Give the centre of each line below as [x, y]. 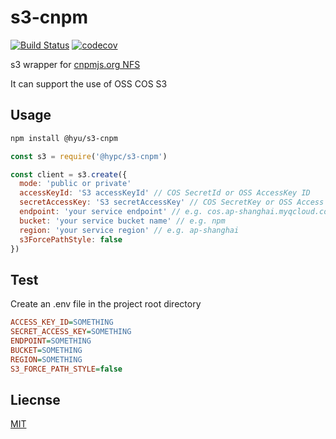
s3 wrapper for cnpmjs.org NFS [75, 64]
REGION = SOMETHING [46, 359]
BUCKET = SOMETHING [46, 350]
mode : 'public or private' [75, 184]
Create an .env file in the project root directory [106, 304]
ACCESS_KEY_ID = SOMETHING [62, 322]
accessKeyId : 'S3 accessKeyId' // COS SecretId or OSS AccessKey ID [165, 193]
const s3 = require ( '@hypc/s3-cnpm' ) [89, 156]
